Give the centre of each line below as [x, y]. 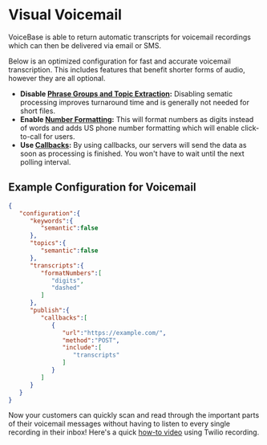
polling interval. [45, 161]
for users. [59, 136]
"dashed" [66, 288]
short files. [38, 111]
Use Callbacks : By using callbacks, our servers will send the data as [133, 145]
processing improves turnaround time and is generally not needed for [135, 102]
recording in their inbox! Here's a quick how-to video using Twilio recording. [134, 432]
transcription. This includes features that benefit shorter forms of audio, [127, 69]
